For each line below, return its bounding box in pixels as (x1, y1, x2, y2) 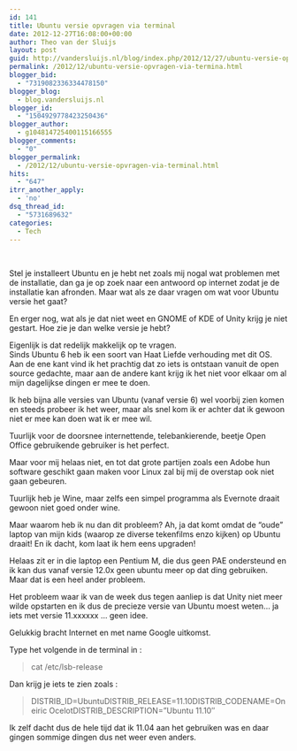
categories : (9, 218, 53, 227)
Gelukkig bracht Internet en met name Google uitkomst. (9, 627, 211, 638)
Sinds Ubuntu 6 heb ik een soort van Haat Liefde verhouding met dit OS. (9, 349, 272, 360)
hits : (9, 169, 29, 178)
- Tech (17, 226, 42, 235)
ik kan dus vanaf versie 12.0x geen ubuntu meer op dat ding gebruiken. (9, 565, 268, 576)
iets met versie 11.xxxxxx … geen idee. (9, 610, 148, 621)
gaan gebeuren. (9, 476, 67, 487)
